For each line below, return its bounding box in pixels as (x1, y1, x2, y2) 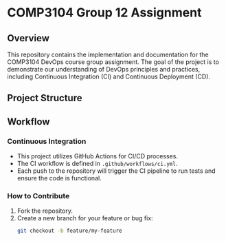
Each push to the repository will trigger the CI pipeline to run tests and (16, 167, 216, 175)
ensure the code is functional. (16, 174, 102, 182)
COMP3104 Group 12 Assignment (7, 5, 202, 21)
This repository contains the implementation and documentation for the (7, 50, 209, 59)
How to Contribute (7, 191, 70, 200)
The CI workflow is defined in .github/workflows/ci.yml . (16, 160, 178, 168)
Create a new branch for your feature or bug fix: (16, 214, 153, 222)
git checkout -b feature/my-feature (16, 227, 122, 235)
